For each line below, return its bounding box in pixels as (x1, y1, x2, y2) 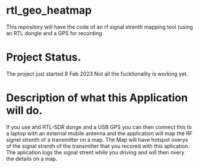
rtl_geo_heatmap (6, 4, 92, 17)
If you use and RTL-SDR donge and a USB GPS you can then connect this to (6, 123, 192, 130)
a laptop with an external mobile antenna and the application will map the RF (6, 129, 193, 137)
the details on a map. (6, 155, 58, 162)
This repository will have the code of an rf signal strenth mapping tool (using (6, 23, 193, 30)
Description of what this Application (6, 91, 188, 105)
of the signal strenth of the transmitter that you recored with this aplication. (6, 142, 190, 150)
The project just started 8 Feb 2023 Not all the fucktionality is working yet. (6, 70, 188, 77)
